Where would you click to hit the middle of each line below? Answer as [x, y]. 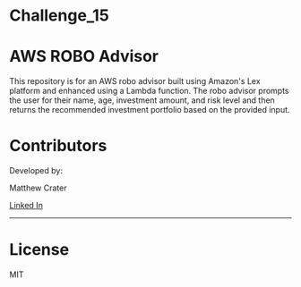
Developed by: [36, 171]
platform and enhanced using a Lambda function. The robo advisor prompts [149, 91]
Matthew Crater [38, 188]
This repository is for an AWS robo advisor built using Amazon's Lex [135, 81]
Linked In [26, 206]
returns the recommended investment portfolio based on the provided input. [150, 110]
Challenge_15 [59, 16]
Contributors [58, 146]
